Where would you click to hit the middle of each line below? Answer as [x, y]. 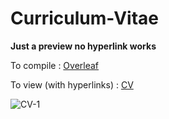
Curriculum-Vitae [85, 18]
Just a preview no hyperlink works [83, 46]
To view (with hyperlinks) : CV [72, 84]
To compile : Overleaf [55, 65]
